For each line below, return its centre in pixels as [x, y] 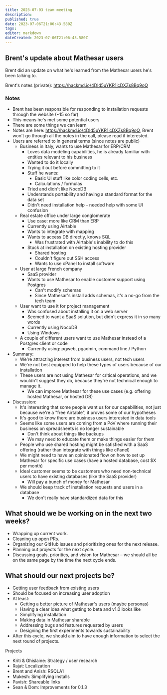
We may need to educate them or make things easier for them [91, 439]
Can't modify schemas [58, 290]
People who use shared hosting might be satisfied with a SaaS [84, 444]
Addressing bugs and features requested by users [71, 625]
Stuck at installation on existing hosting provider [77, 247]
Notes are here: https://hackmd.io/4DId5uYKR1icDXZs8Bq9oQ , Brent [83, 130]
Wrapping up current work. [40, 533]
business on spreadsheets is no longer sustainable [72, 428]
